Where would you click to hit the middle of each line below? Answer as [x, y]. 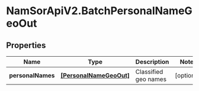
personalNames [32, 75]
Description [152, 62]
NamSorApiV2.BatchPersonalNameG [99, 11]
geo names [151, 79]
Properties [26, 45]
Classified [149, 72]
